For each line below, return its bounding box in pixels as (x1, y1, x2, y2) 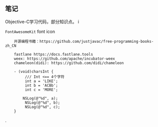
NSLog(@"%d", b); (25, 100, 60, 105)
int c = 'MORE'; (25, 87, 58, 92)
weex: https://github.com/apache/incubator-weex (14, 56, 115, 61)
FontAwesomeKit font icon (5, 29, 55, 34)
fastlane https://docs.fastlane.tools (14, 52, 93, 57)
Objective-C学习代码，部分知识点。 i (5, 19, 79, 25)
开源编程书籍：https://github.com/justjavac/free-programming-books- (14, 39, 154, 44)
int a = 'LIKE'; (25, 78, 58, 84)
